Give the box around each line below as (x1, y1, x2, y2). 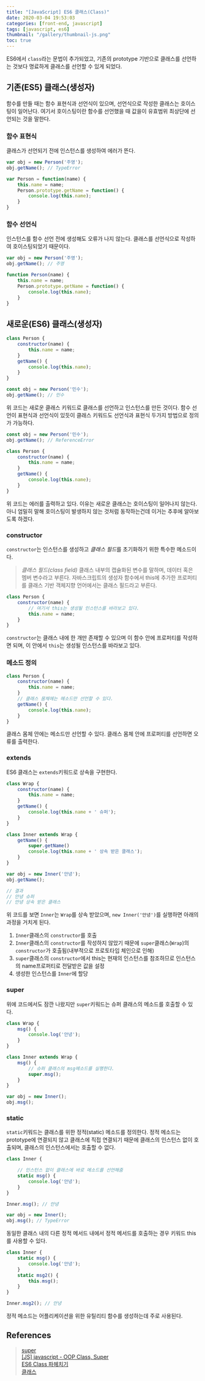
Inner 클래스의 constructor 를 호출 (15, 932, 97, 939)
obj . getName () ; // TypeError (6, 165, 81, 171)
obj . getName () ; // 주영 (6, 261, 64, 267)
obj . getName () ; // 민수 (6, 392, 64, 398)
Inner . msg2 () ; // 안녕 (6, 1300, 62, 1307)
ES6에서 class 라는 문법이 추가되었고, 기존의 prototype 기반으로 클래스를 (6, 55, 181, 62)
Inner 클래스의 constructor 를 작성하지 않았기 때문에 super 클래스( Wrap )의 (15, 939, 190, 947)
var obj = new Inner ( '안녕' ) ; (6, 871, 81, 877)
